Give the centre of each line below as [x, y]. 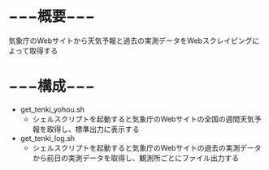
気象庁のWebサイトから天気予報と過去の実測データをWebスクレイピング [130, 40]
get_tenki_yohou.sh [52, 109]
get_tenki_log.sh [48, 138]
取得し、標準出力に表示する [93, 129]
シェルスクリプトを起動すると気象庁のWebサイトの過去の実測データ [147, 147]
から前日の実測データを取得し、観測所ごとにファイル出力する [136, 158]
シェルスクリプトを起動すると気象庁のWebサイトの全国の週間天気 [143, 119]
